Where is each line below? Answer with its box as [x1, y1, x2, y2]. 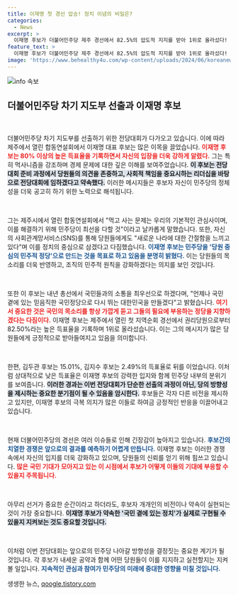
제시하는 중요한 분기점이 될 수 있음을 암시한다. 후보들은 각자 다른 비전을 [14, 388, 210, 398]
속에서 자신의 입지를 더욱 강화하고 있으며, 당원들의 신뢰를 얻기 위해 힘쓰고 [7, 453, 210, 462]
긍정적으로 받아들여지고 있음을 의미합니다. [31, 333, 148, 342]
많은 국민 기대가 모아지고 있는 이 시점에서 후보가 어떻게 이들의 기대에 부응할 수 [16, 462, 229, 471]
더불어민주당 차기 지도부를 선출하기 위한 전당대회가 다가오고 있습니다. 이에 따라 [7, 133, 225, 142]
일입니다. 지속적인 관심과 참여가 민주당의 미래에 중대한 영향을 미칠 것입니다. [14, 564, 221, 572]
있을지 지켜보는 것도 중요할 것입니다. [7, 518, 108, 526]
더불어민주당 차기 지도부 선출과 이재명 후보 [7, 100, 181, 112]
